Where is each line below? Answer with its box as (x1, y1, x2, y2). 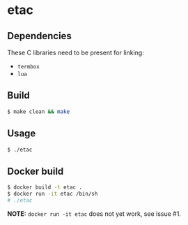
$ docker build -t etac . (7, 184, 82, 191)
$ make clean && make (7, 108, 70, 115)
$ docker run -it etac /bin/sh (7, 191, 98, 198)
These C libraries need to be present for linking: (7, 48, 144, 57)
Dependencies (7, 30, 72, 42)
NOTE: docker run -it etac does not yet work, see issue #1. (7, 209, 181, 218)
